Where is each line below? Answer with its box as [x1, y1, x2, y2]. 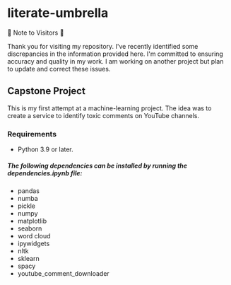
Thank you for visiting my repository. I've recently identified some [7, 42, 199, 50]
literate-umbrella [7, 5, 109, 21]
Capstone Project [7, 85, 86, 97]
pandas [17, 187, 40, 195]
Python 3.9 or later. [17, 145, 74, 153]
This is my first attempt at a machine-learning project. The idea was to [7, 104, 212, 112]
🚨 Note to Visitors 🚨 [7, 28, 64, 37]
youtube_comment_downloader [17, 269, 109, 278]
